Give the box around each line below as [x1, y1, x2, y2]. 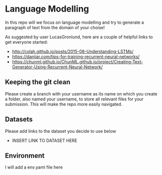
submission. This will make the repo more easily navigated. [5, 101, 122, 107]
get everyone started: [5, 39, 48, 45]
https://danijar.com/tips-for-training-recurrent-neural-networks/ [12, 53, 140, 59]
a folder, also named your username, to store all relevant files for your [5, 96, 144, 102]
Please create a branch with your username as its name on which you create [5, 91, 158, 96]
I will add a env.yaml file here [5, 164, 63, 170]
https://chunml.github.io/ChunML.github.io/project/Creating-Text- [12, 59, 143, 64]
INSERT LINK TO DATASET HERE [12, 137, 77, 143]
